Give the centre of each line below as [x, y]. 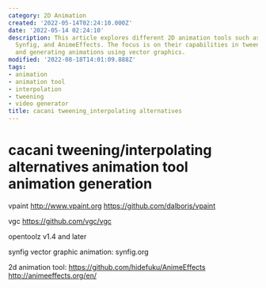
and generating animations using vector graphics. [101, 52]
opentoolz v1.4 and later [47, 236]
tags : [17, 67]
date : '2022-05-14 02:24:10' [56, 30]
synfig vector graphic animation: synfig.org [78, 252]
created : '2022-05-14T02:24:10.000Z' [70, 23]
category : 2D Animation [47, 15]
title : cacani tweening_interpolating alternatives [95, 112]
